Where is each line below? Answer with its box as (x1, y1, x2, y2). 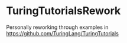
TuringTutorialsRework (6, 4, 121, 18)
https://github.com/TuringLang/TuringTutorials (6, 29, 119, 37)
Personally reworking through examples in (6, 24, 109, 31)
